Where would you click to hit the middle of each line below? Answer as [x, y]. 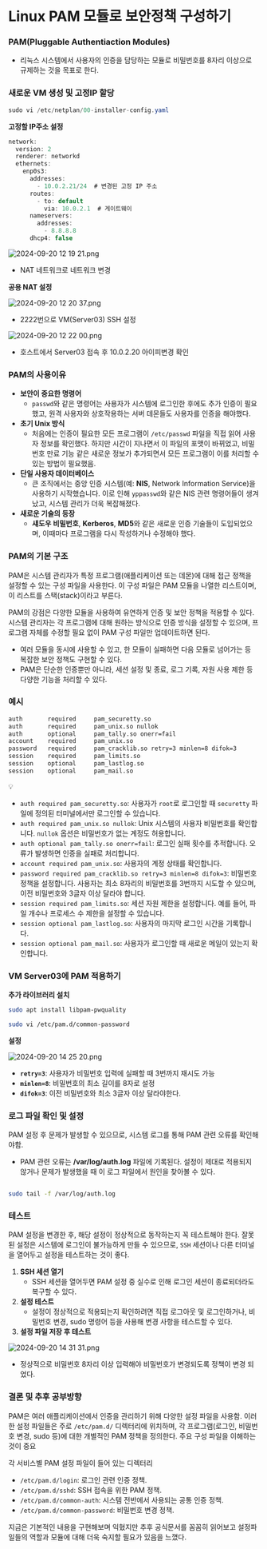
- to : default [60, 201]
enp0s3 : [35, 172]
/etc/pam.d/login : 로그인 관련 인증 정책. [83, 1479]
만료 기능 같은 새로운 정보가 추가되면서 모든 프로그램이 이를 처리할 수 [153, 453]
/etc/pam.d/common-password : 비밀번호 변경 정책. [97, 1510]
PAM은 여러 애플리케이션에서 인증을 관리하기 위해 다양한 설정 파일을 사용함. [125, 1415]
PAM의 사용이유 [37, 374]
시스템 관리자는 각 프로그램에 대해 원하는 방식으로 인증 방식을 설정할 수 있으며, [130, 622]
